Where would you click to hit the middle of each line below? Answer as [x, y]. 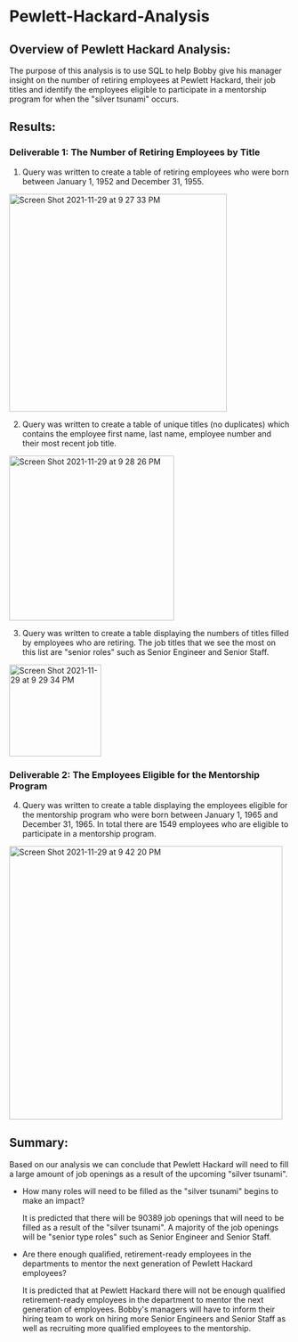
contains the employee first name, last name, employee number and [147, 433]
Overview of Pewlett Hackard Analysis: [120, 49]
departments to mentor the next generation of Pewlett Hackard [137, 1264]
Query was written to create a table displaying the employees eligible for [155, 805]
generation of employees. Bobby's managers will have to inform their [149, 1309]
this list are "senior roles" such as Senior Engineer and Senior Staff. [145, 651]
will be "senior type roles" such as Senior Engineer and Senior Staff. [147, 1237]
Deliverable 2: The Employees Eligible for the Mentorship [135, 774]
